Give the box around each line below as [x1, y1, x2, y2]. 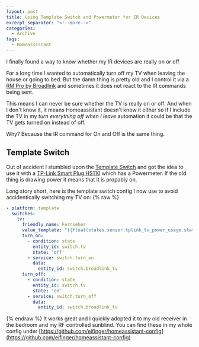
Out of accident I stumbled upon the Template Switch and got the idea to [6, 163, 184, 170]
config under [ [6, 327, 41, 335]
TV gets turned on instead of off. [6, 119, 86, 126]
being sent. [6, 88, 34, 95]
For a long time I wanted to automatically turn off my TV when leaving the [6, 69, 185, 77]
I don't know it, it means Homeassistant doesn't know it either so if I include [6, 106, 191, 113]
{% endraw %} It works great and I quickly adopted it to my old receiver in [6, 315, 187, 322]
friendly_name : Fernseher [21, 222, 86, 228]
